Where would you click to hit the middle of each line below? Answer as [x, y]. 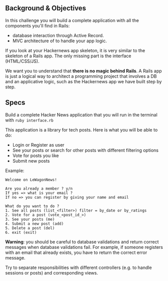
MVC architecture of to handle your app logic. [59, 41]
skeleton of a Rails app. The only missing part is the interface [68, 56]
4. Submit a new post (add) [35, 224]
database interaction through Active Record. [58, 35]
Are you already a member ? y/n [39, 188]
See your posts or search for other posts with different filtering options [86, 150]
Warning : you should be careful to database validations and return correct [82, 242]
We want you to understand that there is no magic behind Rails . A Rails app [83, 71]
